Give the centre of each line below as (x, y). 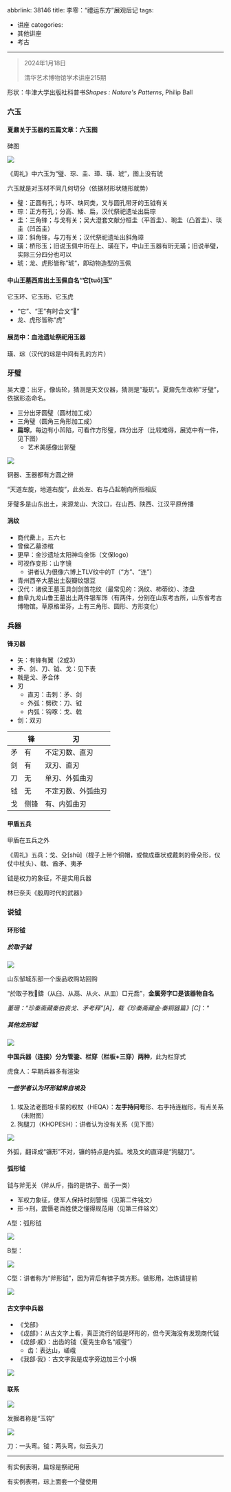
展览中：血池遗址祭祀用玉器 (46, 337)
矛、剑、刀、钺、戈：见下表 (56, 669)
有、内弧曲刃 (66, 804)
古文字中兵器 (25, 1308)
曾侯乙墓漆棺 (35, 546)
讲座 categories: (40, 25)
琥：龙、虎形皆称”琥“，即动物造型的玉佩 (74, 263)
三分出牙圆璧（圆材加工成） (56, 412)
